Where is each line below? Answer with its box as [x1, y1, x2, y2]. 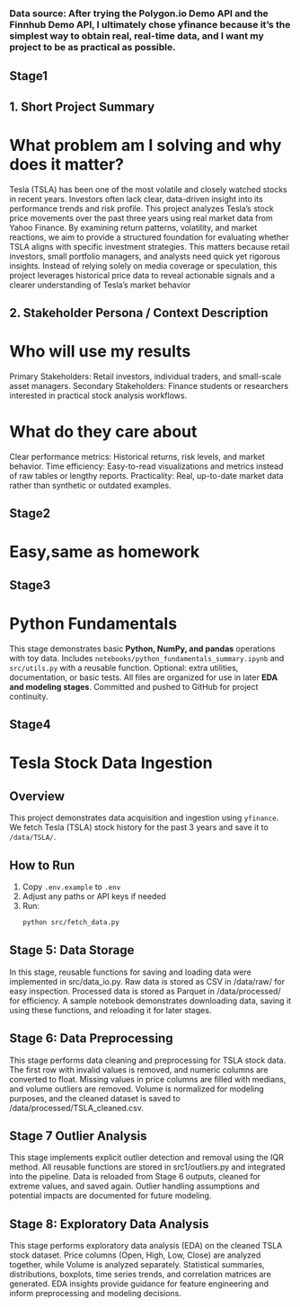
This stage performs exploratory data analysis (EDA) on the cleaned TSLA [9, 1241, 283, 1251]
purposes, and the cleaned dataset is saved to [9, 1092, 181, 1103]
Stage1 [9, 68, 48, 84]
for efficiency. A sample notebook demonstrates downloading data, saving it [9, 995, 292, 1006]
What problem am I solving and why [9, 135, 282, 155]
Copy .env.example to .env [22, 881, 121, 892]
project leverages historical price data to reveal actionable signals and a [9, 269, 276, 280]
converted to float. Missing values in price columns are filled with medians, [9, 1073, 287, 1084]
